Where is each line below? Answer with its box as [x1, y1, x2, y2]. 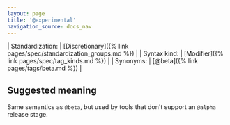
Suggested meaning [7, 84, 98, 96]
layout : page [7, 10, 45, 17]
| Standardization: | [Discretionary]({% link [7, 42, 129, 51]
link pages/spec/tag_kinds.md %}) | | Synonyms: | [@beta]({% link [7, 57, 199, 65]
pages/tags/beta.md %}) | [7, 64, 82, 73]
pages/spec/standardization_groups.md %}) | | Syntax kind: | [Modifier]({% [7, 49, 224, 58]
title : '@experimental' [7, 17, 77, 24]
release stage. [7, 110, 48, 119]
